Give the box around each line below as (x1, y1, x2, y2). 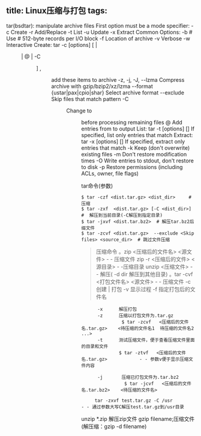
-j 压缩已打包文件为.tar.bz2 (97, 374, 179, 380)
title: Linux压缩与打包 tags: (6, 5, 108, 16)
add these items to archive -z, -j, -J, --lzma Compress (51, 76, 185, 83)
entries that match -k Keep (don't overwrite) (81, 144, 190, 152)
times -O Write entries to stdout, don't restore (81, 157, 194, 164)
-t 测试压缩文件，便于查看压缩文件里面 (97, 337, 195, 343)
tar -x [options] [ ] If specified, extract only (81, 138, 185, 145)
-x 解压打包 (97, 306, 137, 312)
